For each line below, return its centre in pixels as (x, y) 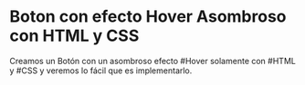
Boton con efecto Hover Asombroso (148, 17)
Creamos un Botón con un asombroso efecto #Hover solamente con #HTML (153, 61)
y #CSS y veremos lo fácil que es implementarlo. (101, 71)
